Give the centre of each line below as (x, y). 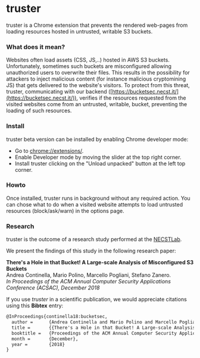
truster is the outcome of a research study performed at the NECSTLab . (94, 239)
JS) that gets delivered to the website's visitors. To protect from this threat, (98, 85)
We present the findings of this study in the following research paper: (91, 251)
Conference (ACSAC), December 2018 (53, 288)
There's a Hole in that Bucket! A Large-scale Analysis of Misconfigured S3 (100, 263)
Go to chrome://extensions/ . (49, 150)
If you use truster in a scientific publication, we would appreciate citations (97, 300)
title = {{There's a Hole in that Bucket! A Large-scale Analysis (104, 328)
